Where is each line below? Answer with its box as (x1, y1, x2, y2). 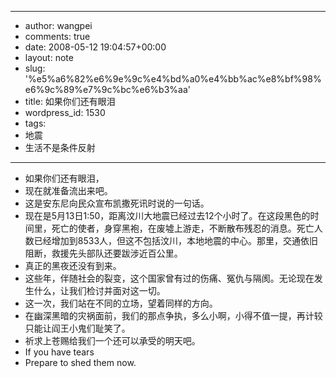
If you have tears (24, 346, 95, 358)
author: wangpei (24, 20, 93, 31)
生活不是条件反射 (24, 142, 96, 153)
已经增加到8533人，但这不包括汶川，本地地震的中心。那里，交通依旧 (33, 235, 319, 246)
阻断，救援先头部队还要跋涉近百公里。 (24, 247, 183, 259)
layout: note (24, 52, 74, 63)
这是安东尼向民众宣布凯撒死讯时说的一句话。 (24, 197, 210, 209)
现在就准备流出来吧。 (24, 185, 113, 196)
